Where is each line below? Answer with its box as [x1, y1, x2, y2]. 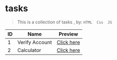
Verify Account [17, 39, 52, 45]
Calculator [17, 47, 41, 54]
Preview [58, 30, 78, 37]
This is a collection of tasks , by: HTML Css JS [17, 19, 112, 25]
